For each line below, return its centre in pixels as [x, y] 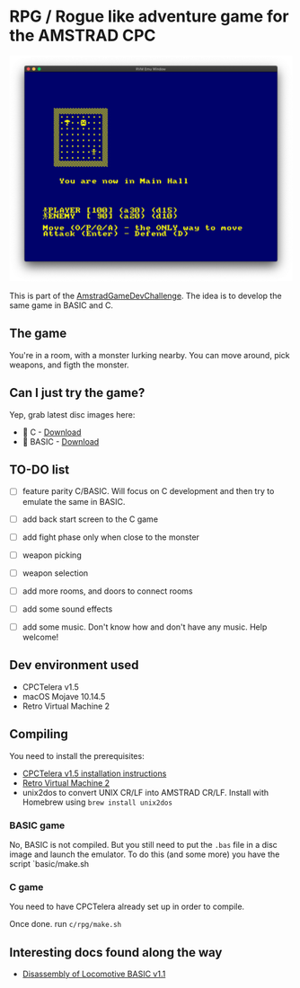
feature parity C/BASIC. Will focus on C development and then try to [148, 491]
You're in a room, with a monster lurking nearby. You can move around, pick [150, 355]
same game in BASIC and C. [62, 305]
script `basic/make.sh [49, 863]
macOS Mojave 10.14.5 [64, 696]
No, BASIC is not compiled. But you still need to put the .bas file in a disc [144, 844]
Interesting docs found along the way [116, 953]
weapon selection [55, 573]
